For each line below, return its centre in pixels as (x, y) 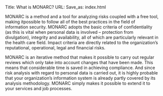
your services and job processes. (39, 88)
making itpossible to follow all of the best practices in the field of (70, 22)
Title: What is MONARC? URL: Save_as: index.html (56, 7)
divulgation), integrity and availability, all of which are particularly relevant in (82, 37)
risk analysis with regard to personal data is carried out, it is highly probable (81, 73)
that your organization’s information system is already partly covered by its (80, 78)
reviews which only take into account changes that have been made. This (79, 62)
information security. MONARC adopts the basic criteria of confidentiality (79, 27)
